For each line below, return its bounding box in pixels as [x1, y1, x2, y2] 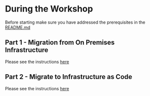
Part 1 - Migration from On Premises [5, 39, 115, 47]
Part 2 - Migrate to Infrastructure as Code [5, 73, 133, 81]
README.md [5, 24, 30, 30]
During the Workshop [5, 3, 93, 14]
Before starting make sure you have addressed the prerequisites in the [5, 19, 146, 25]
